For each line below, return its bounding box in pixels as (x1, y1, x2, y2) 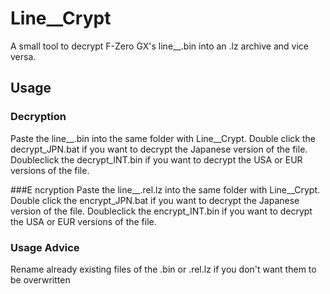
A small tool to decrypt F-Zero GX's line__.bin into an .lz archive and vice (10, 40, 309, 52)
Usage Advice (10, 240, 80, 254)
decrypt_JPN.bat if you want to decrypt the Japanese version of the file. (10, 143, 308, 155)
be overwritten (10, 273, 71, 286)
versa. (10, 50, 37, 62)
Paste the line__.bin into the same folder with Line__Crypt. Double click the (10, 132, 316, 144)
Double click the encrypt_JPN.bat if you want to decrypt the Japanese (10, 194, 300, 206)
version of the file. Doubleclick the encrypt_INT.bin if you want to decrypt (10, 205, 313, 217)
